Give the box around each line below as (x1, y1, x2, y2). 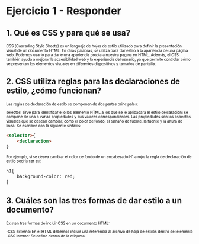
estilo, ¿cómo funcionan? (6, 86, 102, 96)
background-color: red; (17, 174, 76, 180)
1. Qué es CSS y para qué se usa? (6, 28, 131, 38)
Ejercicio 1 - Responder (6, 4, 121, 18)
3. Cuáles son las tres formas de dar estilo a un (6, 195, 182, 206)
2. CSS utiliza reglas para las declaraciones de (6, 76, 181, 86)
